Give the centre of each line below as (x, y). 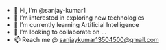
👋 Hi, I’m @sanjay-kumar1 (49, 10)
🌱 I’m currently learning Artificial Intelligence (76, 25)
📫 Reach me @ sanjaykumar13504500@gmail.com (86, 40)
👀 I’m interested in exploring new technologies (79, 18)
